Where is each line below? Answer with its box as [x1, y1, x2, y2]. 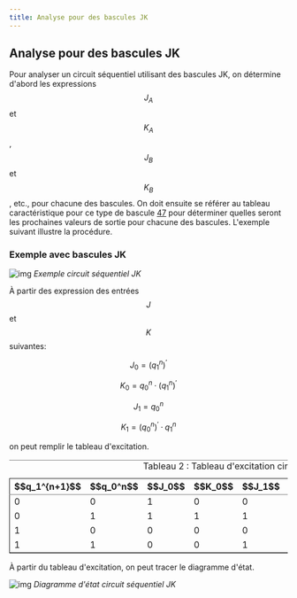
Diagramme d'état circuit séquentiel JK [34, 579, 177, 589]
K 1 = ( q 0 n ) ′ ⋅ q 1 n [120, 420, 177, 434]
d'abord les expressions [9, 79, 97, 89]
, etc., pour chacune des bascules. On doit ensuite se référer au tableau [9, 198, 270, 208]
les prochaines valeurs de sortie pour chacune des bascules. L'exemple [9, 216, 270, 227]
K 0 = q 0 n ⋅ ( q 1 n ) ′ [119, 378, 178, 392]
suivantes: [9, 340, 47, 351]
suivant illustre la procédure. [9, 226, 113, 237]
